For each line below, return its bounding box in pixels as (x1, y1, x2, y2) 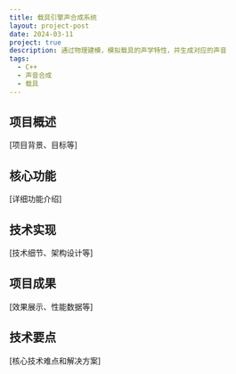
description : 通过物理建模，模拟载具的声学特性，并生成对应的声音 (9, 46, 227, 55)
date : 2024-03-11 (9, 29, 74, 38)
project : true (9, 37, 62, 47)
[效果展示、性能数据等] (9, 301, 94, 312)
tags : (9, 54, 29, 63)
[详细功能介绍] (9, 193, 62, 205)
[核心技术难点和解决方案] (9, 355, 102, 366)
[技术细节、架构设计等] (9, 248, 94, 258)
